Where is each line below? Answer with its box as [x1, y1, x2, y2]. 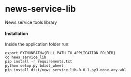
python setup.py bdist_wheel [5, 63, 64, 68]
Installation [5, 31, 28, 36]
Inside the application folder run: [5, 41, 70, 47]
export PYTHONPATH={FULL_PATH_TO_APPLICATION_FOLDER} [5, 51, 116, 56]
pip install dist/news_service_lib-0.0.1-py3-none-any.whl [5, 68, 127, 73]
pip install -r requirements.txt [5, 59, 73, 64]
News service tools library [5, 19, 57, 25]
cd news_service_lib [5, 55, 47, 60]
